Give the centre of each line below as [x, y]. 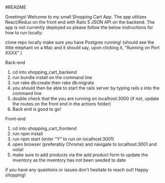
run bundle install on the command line [52, 77]
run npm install [28, 134]
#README [16, 7]
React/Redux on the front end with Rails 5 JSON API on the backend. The [80, 22]
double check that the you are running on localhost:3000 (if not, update [86, 98]
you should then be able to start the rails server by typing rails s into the [86, 88]
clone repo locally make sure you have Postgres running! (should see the [80, 42]
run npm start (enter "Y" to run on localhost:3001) [63, 139]
